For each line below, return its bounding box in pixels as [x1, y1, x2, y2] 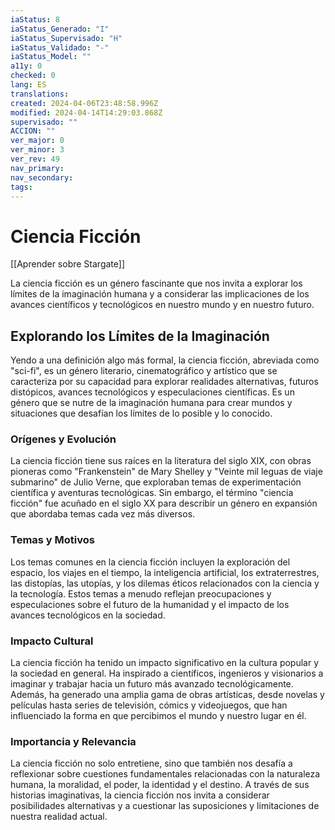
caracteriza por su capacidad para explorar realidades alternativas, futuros [10, 376, 319, 388]
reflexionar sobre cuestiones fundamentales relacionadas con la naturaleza [10, 768, 321, 780]
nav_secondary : [10, 172, 74, 183]
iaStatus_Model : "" [10, 52, 92, 62]
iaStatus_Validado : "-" [10, 42, 110, 53]
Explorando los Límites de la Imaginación [10, 327, 270, 345]
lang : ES [10, 80, 47, 90]
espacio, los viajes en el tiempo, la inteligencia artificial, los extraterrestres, [10, 566, 320, 578]
